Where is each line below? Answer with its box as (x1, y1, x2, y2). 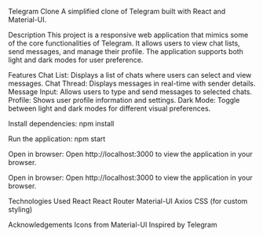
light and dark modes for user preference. (8, 55, 144, 64)
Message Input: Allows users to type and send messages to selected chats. (8, 87, 253, 97)
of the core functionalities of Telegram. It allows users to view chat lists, (8, 38, 241, 48)
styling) (8, 205, 33, 214)
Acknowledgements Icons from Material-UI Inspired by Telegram (8, 220, 217, 229)
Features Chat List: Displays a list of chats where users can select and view (8, 71, 252, 79)
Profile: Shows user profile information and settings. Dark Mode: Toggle (8, 96, 240, 104)
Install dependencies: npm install (8, 119, 115, 128)
